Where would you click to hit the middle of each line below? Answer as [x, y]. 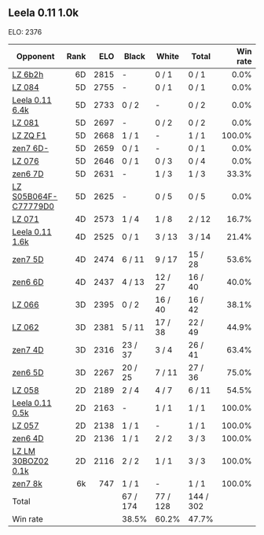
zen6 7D [28, 174]
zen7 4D [28, 349]
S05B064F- [35, 196]
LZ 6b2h [28, 74]
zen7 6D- [31, 148]
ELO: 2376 [25, 31]
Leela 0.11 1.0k [44, 13]
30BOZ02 [31, 461]
